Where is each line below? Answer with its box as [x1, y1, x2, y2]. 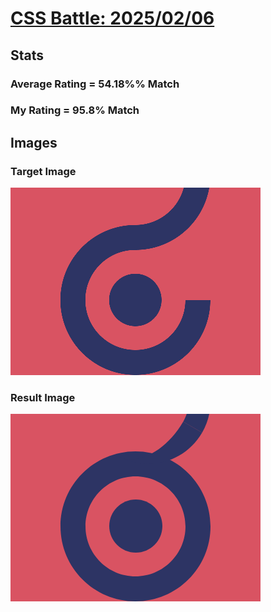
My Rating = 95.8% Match [10, 103, 140, 117]
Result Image [10, 391, 76, 405]
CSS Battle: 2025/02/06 [10, 7, 215, 30]
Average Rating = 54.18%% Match [10, 77, 180, 91]
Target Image [10, 164, 77, 178]
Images [10, 134, 58, 151]
